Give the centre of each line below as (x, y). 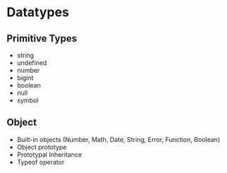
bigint (25, 78)
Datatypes (38, 12)
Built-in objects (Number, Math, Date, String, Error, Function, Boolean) (118, 139)
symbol (28, 100)
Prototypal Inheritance (49, 154)
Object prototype (42, 147)
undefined (32, 63)
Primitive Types (42, 38)
